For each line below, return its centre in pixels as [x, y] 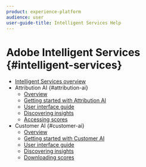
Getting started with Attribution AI [65, 100]
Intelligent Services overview [50, 82]
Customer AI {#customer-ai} [49, 126]
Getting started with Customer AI [64, 138]
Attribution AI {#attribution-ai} [51, 88]
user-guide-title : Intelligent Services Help [63, 23]
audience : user [25, 17]
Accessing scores [46, 119]
